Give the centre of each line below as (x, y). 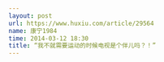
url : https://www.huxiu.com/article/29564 (81, 23)
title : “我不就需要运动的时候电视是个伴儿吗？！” (82, 46)
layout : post (30, 16)
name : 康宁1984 (33, 31)
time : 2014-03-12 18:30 (49, 38)
